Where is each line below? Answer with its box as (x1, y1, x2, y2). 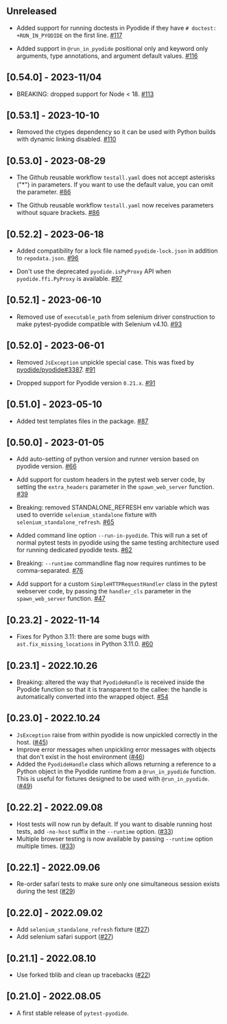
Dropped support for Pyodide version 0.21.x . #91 (16, 378, 156, 387)
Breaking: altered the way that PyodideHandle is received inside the (16, 678, 205, 686)
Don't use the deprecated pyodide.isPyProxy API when (16, 267, 171, 275)
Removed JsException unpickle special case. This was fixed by (16, 358, 195, 366)
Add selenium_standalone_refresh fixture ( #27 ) (16, 925, 150, 933)
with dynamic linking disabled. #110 (16, 135, 117, 144)
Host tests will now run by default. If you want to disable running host (16, 820, 213, 828)
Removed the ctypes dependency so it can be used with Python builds (16, 128, 216, 136)
